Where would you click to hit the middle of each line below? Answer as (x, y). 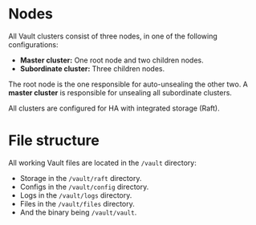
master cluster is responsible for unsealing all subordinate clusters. (120, 92)
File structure (54, 141)
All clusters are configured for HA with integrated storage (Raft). (114, 108)
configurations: (33, 44)
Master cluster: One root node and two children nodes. (112, 60)
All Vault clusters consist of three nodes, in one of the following (113, 36)
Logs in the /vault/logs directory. (76, 195)
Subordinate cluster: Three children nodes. (92, 68)
